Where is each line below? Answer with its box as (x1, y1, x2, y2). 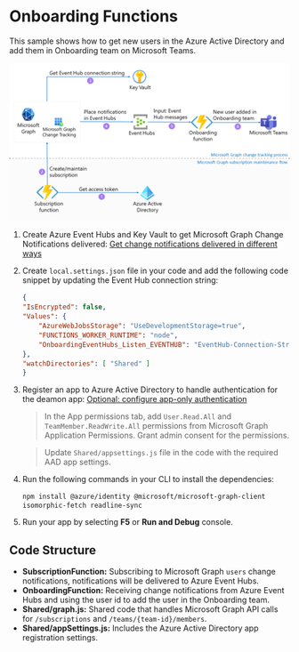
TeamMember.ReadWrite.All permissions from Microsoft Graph (44, 421, 269, 431)
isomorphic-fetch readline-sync (21, 501, 142, 511)
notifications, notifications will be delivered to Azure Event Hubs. (21, 576, 260, 586)
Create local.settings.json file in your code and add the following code (21, 265, 289, 277)
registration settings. (21, 632, 99, 643)
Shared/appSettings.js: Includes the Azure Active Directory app (21, 623, 259, 633)
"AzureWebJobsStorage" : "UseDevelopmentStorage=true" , (38, 322, 246, 331)
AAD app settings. (44, 456, 111, 468)
